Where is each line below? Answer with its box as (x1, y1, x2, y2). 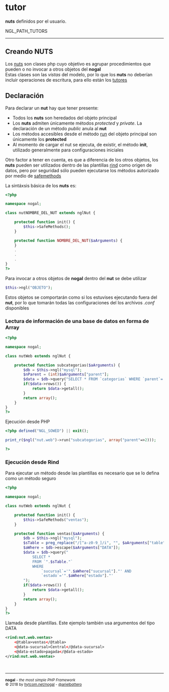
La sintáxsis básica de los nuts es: (5, 182, 76, 188)
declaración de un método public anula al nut (12, 125, 107, 131)
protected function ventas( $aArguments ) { (14, 531, 105, 536)
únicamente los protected (12, 136, 67, 142)
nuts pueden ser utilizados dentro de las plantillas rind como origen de (5, 162, 152, 168)
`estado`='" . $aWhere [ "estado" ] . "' (41, 573, 114, 578)
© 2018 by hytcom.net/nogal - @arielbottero (5, 682, 82, 687)
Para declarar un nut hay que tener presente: (5, 105, 99, 111)
